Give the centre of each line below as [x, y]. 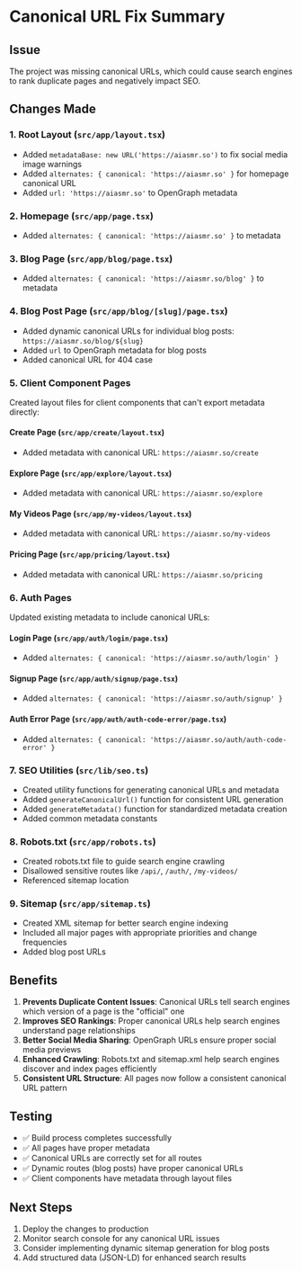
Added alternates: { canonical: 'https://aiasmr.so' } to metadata [151, 235]
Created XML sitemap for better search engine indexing [125, 923]
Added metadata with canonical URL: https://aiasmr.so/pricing [142, 574]
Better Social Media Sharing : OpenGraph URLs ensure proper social [149, 1040]
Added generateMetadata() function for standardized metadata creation [155, 809]
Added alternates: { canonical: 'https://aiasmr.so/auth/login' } [150, 658]
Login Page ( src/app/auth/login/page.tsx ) [89, 638]
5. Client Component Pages [70, 382]
